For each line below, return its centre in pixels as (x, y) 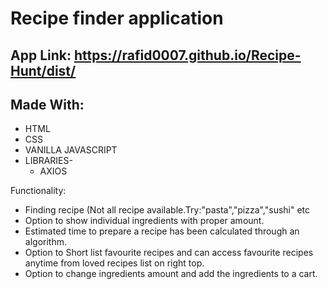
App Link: (41, 55)
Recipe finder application (117, 18)
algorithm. (45, 242)
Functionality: (38, 191)
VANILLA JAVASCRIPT (71, 150)
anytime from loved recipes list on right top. (114, 263)
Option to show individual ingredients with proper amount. (144, 221)
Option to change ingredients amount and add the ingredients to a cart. (171, 274)
